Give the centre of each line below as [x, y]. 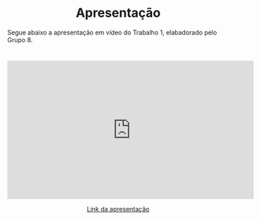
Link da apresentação [118, 209]
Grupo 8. [20, 39]
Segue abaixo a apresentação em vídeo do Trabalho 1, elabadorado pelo [112, 32]
